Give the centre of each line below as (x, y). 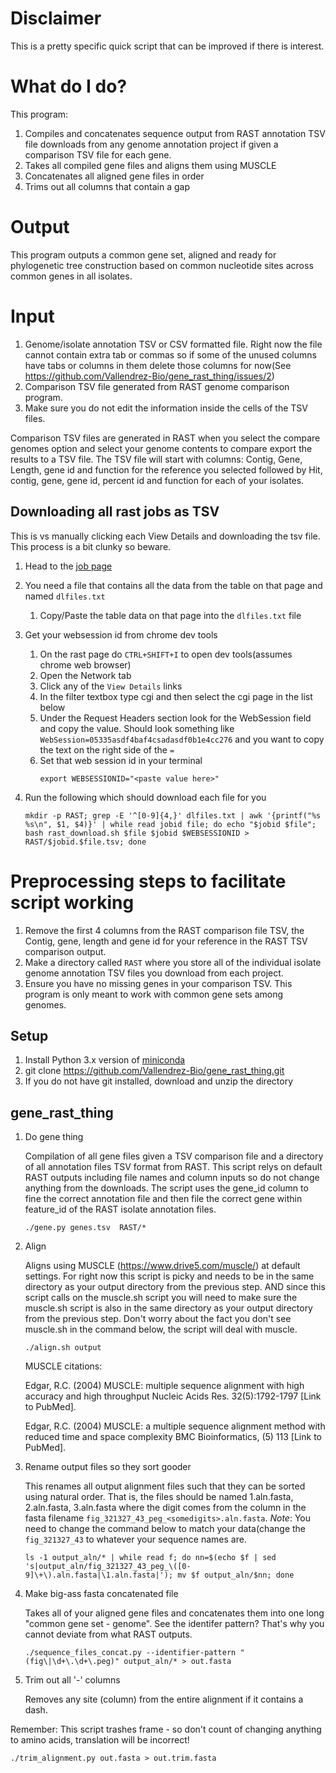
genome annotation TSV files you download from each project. (154, 973)
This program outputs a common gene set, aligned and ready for (143, 254)
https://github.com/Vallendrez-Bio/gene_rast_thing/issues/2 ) (149, 376)
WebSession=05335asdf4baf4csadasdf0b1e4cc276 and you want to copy (182, 739)
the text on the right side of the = (107, 749)
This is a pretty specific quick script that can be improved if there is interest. (167, 46)
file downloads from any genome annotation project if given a (151, 144)
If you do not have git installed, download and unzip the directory (159, 1081)
